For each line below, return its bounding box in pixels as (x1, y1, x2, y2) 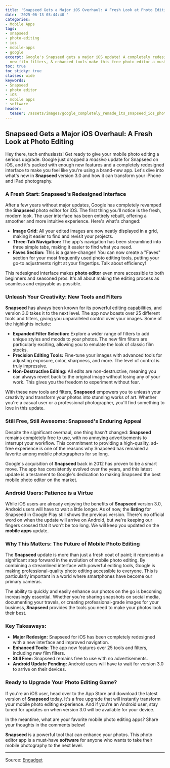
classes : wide (5, 73, 35, 78)
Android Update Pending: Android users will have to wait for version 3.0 (12, 661, 164, 667)
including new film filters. (12, 650, 66, 656)
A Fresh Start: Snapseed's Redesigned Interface (5, 190, 126, 197)
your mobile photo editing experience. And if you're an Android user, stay (5, 701, 158, 707)
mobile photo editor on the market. (5, 477, 77, 483)
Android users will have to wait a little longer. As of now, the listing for (5, 506, 151, 512)
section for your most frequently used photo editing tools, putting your (12, 254, 159, 261)
